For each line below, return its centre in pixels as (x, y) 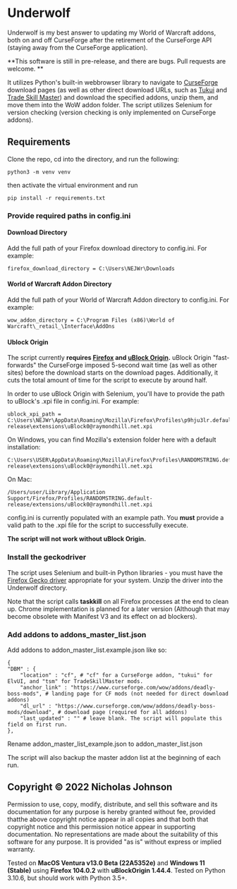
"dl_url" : (36, 706)
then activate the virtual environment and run (73, 185)
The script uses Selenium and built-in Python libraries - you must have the (115, 572)
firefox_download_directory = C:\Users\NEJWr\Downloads (91, 268)
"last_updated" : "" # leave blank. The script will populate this (121, 718)
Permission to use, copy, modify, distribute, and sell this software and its (113, 804)
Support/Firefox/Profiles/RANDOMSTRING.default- (80, 499)
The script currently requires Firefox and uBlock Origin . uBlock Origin (109, 358)
